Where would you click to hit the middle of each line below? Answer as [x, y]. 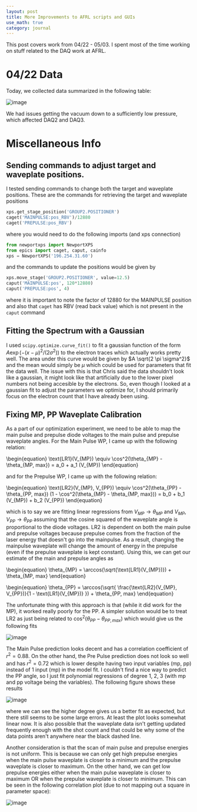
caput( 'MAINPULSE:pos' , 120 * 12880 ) [50, 283]
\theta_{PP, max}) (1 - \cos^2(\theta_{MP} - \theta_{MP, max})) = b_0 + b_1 [96, 494]
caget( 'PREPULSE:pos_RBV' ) [39, 223]
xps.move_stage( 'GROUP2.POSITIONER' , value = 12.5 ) [68, 278]
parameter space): [29, 791]
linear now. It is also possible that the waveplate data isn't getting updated [96, 723]
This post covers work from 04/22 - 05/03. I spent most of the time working [98, 45]
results [14, 688]
